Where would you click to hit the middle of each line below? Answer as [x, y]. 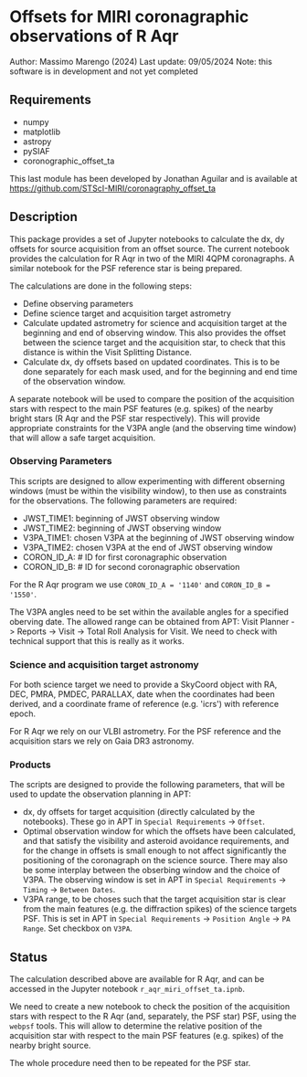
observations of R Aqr [94, 36]
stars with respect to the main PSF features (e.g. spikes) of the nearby [142, 408]
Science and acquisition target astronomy [104, 664]
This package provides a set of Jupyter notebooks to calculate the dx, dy [147, 238]
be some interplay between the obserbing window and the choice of [151, 871]
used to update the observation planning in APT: [101, 794]
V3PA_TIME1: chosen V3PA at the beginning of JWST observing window [159, 537]
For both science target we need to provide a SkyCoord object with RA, [143, 685]
